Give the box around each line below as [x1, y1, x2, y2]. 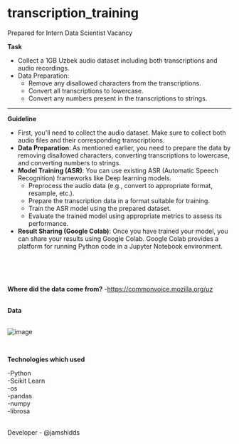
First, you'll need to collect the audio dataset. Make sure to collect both [17, 128, 226, 137]
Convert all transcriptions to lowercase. [28, 86, 144, 95]
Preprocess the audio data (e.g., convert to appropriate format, [28, 181, 213, 190]
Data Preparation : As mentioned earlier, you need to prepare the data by [17, 143, 231, 152]
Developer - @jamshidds [7, 428, 80, 436]
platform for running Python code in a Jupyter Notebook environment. [17, 242, 223, 250]
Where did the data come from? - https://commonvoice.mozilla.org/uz [7, 284, 213, 293]
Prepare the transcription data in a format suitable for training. [28, 196, 210, 205]
